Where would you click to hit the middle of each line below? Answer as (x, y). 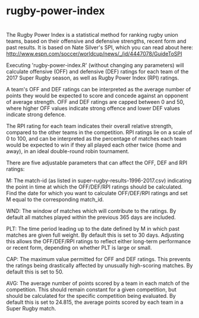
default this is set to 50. (35, 272)
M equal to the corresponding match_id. (55, 199)
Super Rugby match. (31, 309)
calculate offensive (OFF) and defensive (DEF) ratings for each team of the (97, 72)
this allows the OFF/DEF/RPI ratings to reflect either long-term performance (99, 241)
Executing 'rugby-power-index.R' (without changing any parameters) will (95, 65)
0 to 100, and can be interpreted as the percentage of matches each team (97, 139)
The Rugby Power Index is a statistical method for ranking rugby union (92, 35)
